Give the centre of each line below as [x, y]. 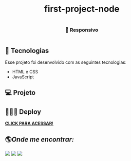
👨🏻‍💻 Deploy [23, 112]
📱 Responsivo [82, 30]
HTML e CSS [25, 72]
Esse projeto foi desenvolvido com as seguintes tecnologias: [66, 62]
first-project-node [82, 9]
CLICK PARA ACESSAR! [29, 124]
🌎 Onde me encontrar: [39, 139]
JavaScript [23, 77]
